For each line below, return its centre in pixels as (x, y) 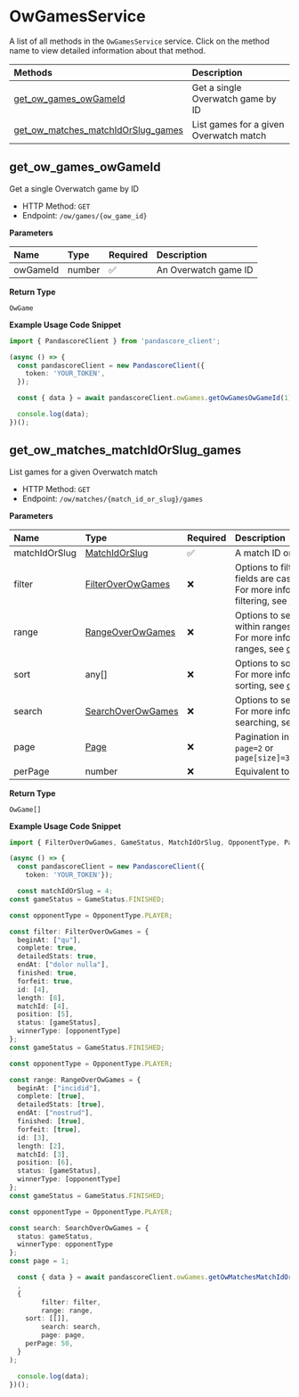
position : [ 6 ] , (45, 1163)
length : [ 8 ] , (41, 998)
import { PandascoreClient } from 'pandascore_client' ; (115, 341)
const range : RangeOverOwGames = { (75, 1080)
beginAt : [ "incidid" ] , (59, 1088)
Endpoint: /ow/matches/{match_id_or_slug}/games (112, 498)
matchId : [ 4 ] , (43, 1006)
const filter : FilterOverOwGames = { (79, 932)
